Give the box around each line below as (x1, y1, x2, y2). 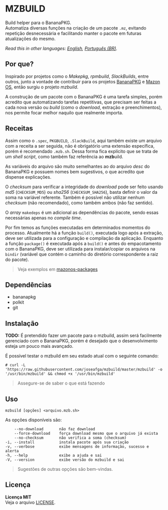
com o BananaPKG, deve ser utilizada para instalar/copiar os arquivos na (5, 245, 155, 251)
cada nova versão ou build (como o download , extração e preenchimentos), (5, 104, 162, 110)
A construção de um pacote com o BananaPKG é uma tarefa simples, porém (5, 93, 163, 99)
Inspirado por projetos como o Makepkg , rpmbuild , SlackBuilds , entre (5, 73, 149, 79)
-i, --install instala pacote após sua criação (5, 440, 129, 445)
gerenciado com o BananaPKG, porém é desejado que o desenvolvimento (5, 338, 158, 344)
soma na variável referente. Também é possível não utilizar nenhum (5, 194, 145, 200)
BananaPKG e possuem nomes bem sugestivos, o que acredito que (5, 169, 144, 175)
